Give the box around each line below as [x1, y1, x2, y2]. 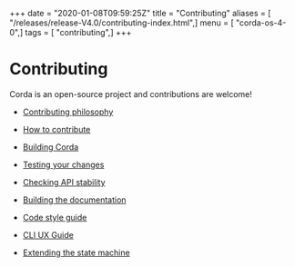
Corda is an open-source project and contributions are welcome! [9, 88, 253, 99]
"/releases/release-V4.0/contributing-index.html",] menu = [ [9, 17, 234, 28]
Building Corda [22, 141, 79, 153]
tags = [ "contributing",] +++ [25, 27, 132, 37]
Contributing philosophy [22, 106, 114, 117]
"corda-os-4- [235, 17, 287, 28]
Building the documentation [22, 194, 127, 205]
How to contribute [22, 124, 91, 134]
